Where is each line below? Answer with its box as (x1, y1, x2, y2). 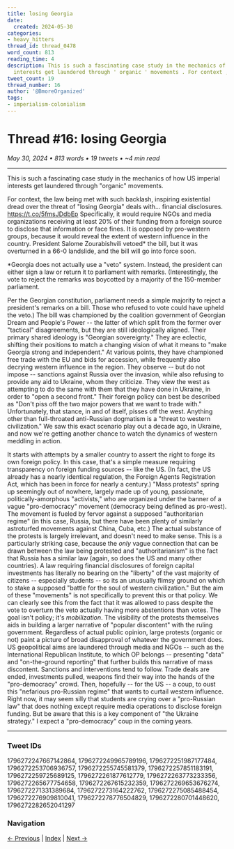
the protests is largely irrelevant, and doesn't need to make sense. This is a (7, 531, 223, 540)
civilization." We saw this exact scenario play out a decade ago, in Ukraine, (7, 422, 222, 430)
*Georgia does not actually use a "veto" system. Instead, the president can (7, 260, 223, 268)
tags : (7, 95, 23, 102)
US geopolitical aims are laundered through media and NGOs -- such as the (7, 643, 224, 651)
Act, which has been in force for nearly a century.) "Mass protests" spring (7, 480, 219, 488)
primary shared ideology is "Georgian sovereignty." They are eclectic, (7, 332, 207, 342)
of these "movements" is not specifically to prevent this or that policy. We (7, 590, 218, 599)
